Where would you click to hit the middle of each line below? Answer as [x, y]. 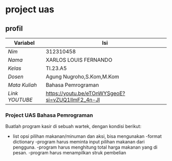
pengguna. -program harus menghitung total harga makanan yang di [85, 147]
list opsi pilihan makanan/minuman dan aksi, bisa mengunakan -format [87, 136]
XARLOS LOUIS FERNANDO [79, 60]
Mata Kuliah [23, 85]
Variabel [24, 43]
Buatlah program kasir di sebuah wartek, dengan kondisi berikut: [73, 127]
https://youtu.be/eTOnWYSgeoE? [85, 93]
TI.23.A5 [56, 68]
